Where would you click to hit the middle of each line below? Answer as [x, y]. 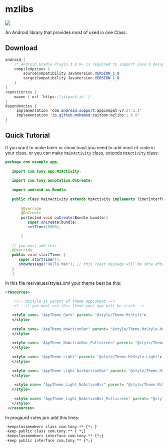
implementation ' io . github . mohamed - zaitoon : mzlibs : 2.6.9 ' [78, 115]
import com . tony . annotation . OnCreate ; [52, 181]
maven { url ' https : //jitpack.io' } [52, 97]
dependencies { [21, 106]
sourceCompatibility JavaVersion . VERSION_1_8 [71, 73]
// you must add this [34, 246]
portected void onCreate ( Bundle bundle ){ [64, 218]
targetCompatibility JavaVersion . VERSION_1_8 [71, 78]
